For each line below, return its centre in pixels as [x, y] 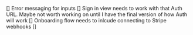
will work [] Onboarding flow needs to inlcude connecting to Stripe [87, 20]
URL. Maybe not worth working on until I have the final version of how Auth [97, 14]
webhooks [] [21, 26]
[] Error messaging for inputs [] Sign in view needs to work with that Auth [94, 8]
